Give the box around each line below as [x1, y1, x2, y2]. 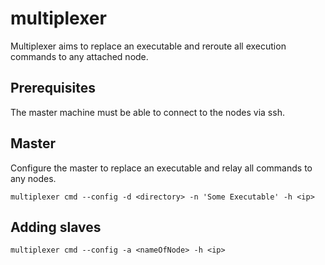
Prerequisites [10, 80, 96, 97]
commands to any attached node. [10, 50, 149, 62]
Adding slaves [10, 218, 102, 236]
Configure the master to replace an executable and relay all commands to [10, 162, 313, 174]
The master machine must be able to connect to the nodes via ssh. [10, 106, 285, 118]
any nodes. [10, 172, 57, 184]
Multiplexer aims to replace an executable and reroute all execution [10, 40, 287, 52]
